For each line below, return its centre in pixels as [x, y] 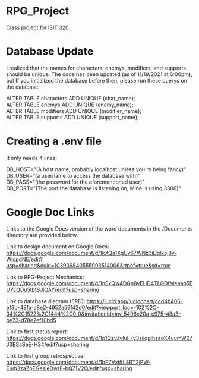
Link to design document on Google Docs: [58, 246]
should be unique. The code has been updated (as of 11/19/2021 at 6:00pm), [99, 74]
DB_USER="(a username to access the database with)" [73, 175]
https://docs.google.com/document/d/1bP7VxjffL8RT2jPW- [78, 362]
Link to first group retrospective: [45, 355]
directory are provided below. [42, 235]
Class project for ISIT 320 [38, 27]
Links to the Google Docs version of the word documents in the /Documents [99, 229]
